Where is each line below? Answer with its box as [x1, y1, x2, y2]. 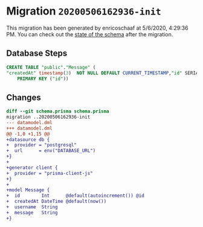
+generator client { [6, 165, 59, 171]
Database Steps [6, 48, 68, 59]
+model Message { [6, 187, 50, 193]
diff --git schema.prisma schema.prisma [6, 108, 110, 114]
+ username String [6, 204, 59, 210]
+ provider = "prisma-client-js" [6, 170, 94, 176]
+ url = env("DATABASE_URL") [6, 148, 96, 154]
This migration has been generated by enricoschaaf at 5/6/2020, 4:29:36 [6, 24, 188, 31]
